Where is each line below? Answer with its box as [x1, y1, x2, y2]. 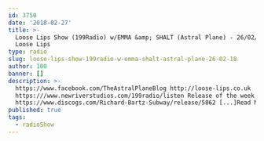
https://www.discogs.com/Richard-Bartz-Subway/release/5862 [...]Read [15, 99, 251, 107]
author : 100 [8, 63, 47, 70]
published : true [8, 107, 61, 114]
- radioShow [15, 121, 55, 128]
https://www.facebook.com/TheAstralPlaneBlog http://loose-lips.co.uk [15, 84, 251, 92]
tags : [8, 114, 26, 121]
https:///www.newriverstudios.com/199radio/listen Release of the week [15, 92, 255, 99]
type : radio [8, 48, 47, 56]
